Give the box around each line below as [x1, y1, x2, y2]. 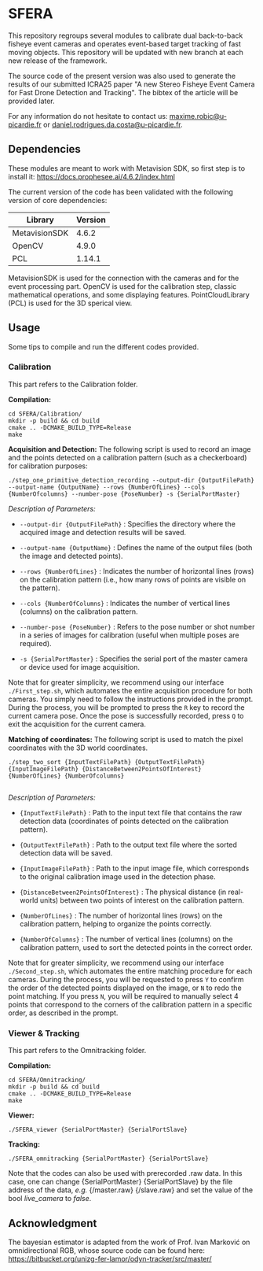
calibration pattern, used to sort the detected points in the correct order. [19, 942, 253, 952]
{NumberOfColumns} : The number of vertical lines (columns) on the [19, 934, 233, 944]
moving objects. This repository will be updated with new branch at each [8, 47, 243, 57]
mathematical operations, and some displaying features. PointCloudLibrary [8, 290, 250, 299]
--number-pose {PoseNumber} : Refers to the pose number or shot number [19, 622, 255, 631]
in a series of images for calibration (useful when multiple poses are [19, 630, 239, 640]
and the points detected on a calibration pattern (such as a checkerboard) [8, 453, 247, 462]
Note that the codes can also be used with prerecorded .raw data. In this [8, 1169, 243, 1178]
